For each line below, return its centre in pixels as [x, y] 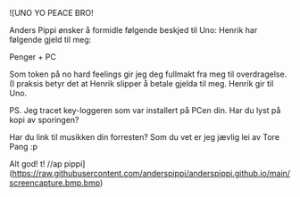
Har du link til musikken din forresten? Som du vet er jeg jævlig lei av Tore [144, 137]
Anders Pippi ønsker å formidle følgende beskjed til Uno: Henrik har [133, 30]
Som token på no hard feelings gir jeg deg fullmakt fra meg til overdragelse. [148, 74]
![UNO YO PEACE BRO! [51, 13]
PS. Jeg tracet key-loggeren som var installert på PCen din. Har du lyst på [145, 110]
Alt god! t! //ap [36, 164]
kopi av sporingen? [44, 120]
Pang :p [24, 147]
